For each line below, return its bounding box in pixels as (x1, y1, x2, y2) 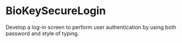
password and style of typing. (5, 29, 79, 37)
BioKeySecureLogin (5, 4, 106, 18)
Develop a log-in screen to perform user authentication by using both (5, 24, 177, 31)
